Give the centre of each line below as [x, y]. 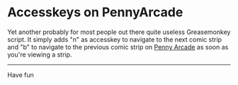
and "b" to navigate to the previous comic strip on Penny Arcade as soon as [118, 47]
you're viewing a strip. [40, 55]
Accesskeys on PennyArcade [95, 12]
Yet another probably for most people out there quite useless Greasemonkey [119, 32]
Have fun [21, 74]
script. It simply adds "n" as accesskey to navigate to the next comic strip [114, 39]
